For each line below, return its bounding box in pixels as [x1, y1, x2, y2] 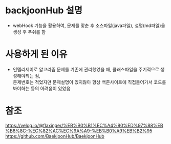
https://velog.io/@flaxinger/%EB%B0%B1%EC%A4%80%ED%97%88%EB [5, 122, 163, 128]
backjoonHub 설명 [5, 5, 83, 16]
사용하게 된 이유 [5, 49, 68, 60]
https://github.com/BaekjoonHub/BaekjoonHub [5, 133, 105, 139]
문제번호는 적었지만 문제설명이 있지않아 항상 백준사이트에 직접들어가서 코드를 [12, 79, 166, 85]
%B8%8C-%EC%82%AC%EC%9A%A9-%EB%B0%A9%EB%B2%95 [5, 128, 153, 134]
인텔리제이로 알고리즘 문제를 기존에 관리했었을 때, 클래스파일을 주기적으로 [12, 66, 160, 72]
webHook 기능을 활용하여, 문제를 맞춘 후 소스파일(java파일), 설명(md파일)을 [12, 22, 165, 28]
